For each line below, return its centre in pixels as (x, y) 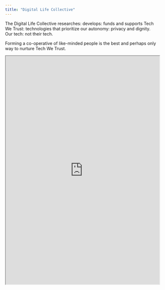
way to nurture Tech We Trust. (36, 48)
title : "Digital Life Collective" (40, 10)
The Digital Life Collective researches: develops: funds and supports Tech (79, 23)
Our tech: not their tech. (29, 34)
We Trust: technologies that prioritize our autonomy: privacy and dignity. (78, 29)
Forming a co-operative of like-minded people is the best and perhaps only (81, 43)
